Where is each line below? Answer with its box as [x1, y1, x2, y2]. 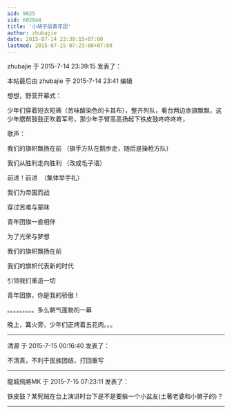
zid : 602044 [7, 17, 41, 23]
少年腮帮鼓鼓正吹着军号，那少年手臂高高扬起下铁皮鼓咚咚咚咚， [7, 115, 188, 123]
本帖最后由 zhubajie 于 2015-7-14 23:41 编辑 [7, 77, 133, 85]
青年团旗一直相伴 [7, 218, 56, 225]
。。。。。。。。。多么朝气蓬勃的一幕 [7, 305, 92, 314]
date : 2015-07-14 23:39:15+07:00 [7, 36, 104, 43]
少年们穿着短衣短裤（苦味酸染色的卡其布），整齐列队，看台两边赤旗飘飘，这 [7, 106, 222, 114]
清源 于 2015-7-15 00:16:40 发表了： [7, 341, 110, 350]
